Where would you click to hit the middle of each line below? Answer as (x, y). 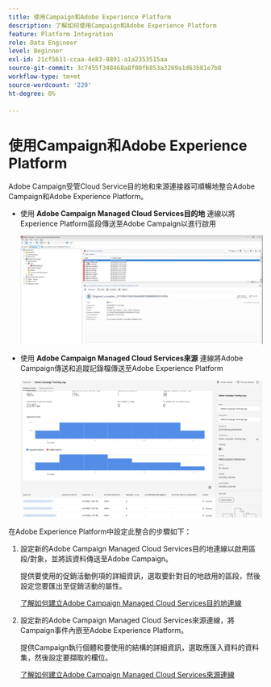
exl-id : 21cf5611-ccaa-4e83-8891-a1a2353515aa (88, 60)
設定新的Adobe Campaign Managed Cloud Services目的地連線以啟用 (134, 549)
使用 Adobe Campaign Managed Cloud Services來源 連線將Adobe (131, 358)
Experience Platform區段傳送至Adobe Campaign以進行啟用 (118, 224)
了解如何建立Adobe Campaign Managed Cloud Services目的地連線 (131, 603)
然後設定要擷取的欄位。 (73, 658)
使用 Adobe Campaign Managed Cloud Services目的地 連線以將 (127, 214)
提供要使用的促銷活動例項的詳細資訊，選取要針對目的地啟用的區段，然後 (140, 576)
